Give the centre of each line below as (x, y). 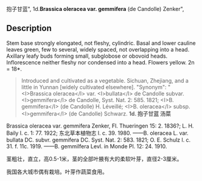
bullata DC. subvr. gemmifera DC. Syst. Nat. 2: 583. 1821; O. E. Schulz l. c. (99, 140)
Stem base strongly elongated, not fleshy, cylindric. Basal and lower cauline (101, 43)
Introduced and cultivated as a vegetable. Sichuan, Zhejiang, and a (105, 80)
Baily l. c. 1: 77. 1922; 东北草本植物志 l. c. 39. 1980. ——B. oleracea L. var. (97, 133)
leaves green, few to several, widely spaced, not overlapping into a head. (98, 49)
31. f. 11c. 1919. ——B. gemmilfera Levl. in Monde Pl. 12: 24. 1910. (87, 146)
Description (29, 28)
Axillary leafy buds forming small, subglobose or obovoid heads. (87, 56)
